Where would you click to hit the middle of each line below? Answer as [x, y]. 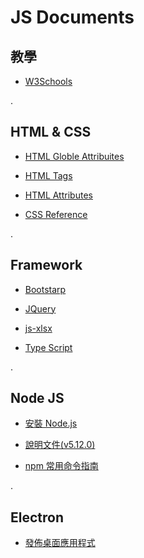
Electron [37, 517]
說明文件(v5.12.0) [60, 445]
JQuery [40, 308]
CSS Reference [56, 214]
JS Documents [72, 17]
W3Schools [48, 81]
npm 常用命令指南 [61, 466]
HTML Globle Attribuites [74, 156]
